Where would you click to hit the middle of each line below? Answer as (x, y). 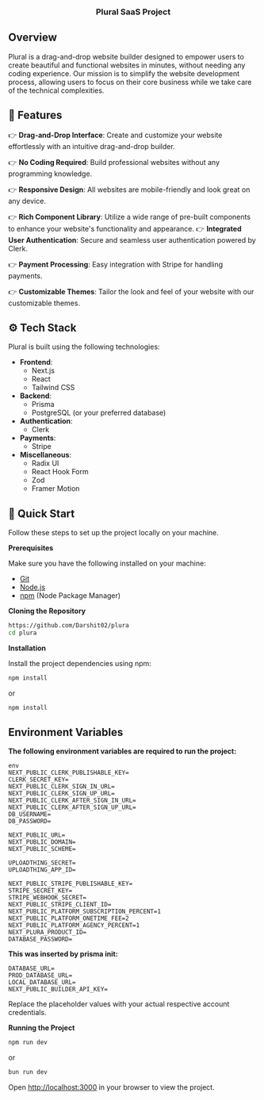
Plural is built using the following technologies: (84, 347)
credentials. (27, 1013)
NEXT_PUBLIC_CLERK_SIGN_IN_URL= (61, 787)
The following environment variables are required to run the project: (122, 751)
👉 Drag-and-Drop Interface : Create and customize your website (115, 135)
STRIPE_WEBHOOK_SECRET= (48, 898)
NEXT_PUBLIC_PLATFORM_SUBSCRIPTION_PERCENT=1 (84, 912)
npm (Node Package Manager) (70, 596)
